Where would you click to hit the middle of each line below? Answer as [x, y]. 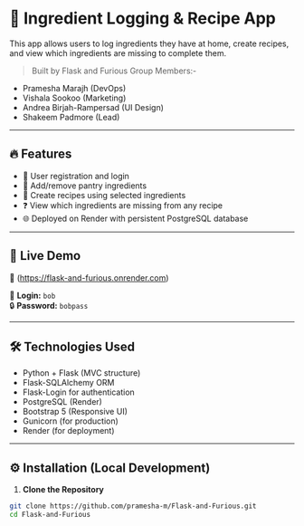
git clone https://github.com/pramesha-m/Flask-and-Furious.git [133, 506]
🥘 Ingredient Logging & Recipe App [142, 19]
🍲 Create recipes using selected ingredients [104, 195]
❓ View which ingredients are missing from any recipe [123, 205]
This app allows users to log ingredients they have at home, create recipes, [149, 43]
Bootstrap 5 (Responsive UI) [75, 412]
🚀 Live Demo [45, 256]
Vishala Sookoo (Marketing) [74, 98]
